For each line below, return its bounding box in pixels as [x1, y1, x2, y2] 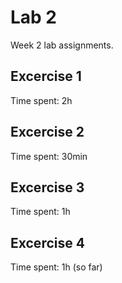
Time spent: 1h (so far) [10, 261, 103, 273]
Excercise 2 [10, 124, 85, 141]
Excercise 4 [10, 234, 85, 251]
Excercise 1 [10, 68, 82, 85]
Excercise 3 [10, 179, 85, 196]
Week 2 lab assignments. [10, 39, 114, 51]
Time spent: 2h [10, 94, 73, 106]
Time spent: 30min [10, 150, 88, 162]
